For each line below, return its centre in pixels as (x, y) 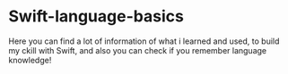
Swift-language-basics (96, 16)
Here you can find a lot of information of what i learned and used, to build (144, 41)
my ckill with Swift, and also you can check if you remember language (138, 50)
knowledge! (30, 60)
